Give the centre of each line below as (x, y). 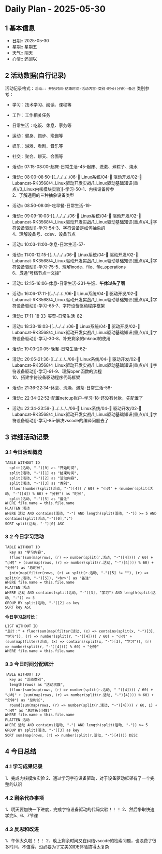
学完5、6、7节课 (22, 816)
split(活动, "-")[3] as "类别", (40, 483)
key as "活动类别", (28, 680)
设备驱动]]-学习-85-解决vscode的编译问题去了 (62, 420)
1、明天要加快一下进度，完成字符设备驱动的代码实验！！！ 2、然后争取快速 (80, 809)
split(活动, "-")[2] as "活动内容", (44, 478)
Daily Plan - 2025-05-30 (55, 9)
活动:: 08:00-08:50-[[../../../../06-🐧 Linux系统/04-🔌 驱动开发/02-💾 (77, 177)
